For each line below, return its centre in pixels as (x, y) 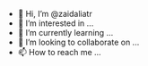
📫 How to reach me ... (59, 52)
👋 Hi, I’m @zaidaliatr (55, 14)
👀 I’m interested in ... (56, 23)
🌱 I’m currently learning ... (65, 33)
